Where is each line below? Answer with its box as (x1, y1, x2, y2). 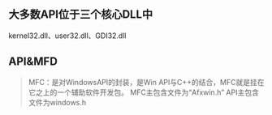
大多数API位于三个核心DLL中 (8, 7, 153, 22)
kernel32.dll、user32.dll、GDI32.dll (8, 31, 127, 40)
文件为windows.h (28, 97, 87, 107)
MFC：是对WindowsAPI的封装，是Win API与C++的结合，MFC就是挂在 (28, 77, 265, 87)
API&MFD (8, 55, 58, 69)
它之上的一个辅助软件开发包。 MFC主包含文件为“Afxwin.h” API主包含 (28, 87, 260, 97)
